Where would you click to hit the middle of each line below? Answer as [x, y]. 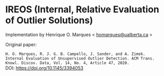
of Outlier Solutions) [49, 20]
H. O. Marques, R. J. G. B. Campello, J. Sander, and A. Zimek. [75, 54]
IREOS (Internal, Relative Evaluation [82, 9]
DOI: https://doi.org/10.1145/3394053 [44, 68]
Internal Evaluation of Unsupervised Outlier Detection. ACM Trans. [80, 58]
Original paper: [21, 44]
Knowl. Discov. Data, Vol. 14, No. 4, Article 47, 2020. [67, 63]
